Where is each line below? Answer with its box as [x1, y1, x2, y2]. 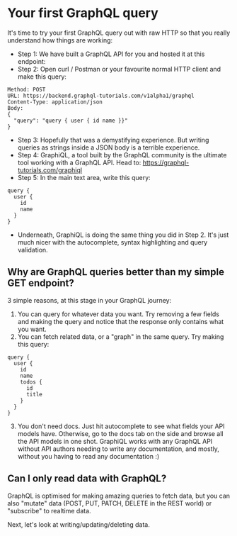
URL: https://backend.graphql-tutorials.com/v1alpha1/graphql [7, 92, 195, 99]
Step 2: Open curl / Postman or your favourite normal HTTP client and [17, 65, 221, 73]
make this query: [17, 72, 67, 81]
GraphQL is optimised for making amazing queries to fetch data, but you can [7, 491, 231, 500]
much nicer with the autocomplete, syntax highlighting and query [17, 238, 208, 246]
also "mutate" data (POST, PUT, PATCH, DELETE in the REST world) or [7, 498, 212, 508]
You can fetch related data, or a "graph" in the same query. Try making [17, 332, 224, 341]
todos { [20, 378, 42, 386]
